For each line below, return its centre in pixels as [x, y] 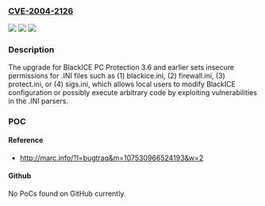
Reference [26, 140]
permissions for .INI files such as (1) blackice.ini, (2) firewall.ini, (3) [117, 75]
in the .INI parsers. [38, 101]
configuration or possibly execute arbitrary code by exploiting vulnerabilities [133, 92]
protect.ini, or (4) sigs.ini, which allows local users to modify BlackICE [122, 84]
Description [31, 50]
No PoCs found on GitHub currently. [67, 193]
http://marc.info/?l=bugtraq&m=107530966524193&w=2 [111, 158]
